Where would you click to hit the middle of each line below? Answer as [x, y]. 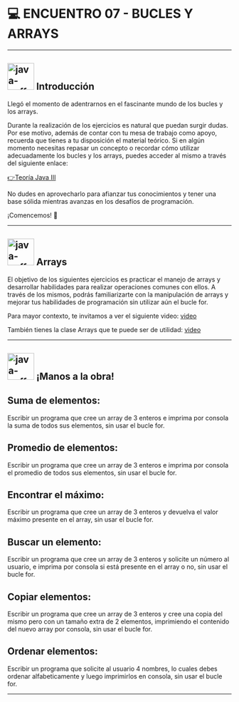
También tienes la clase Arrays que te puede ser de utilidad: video [104, 329]
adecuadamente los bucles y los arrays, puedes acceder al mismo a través [117, 155]
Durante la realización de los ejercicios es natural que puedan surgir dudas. [118, 125]
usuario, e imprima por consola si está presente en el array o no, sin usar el [118, 567]
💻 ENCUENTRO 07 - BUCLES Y [100, 14]
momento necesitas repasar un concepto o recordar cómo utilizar [103, 148]
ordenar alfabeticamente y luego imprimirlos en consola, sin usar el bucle [115, 676]
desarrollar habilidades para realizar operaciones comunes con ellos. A [112, 287]
